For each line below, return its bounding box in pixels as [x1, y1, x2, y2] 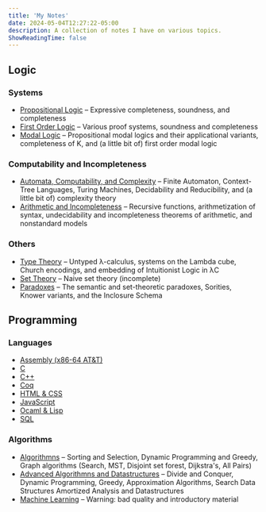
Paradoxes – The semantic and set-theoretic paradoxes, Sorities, [19, 282, 232, 291]
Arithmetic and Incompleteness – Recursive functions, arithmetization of [19, 202, 256, 211]
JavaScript [19, 398, 56, 407]
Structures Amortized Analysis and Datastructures [19, 486, 184, 495]
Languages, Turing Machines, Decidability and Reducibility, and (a [37, 185, 253, 194]
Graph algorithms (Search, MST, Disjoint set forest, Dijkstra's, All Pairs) [19, 460, 253, 470]
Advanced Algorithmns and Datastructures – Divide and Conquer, [19, 469, 234, 479]
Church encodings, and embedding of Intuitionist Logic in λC [19, 265, 220, 275]
